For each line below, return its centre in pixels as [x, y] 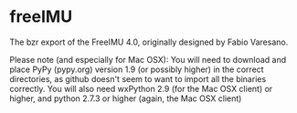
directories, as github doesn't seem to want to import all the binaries [138, 78]
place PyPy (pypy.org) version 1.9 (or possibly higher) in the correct [137, 69]
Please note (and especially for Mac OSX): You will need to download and [148, 59]
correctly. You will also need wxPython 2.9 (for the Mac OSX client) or [141, 88]
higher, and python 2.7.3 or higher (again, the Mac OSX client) [126, 98]
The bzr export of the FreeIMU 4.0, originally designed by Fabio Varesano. [149, 42]
